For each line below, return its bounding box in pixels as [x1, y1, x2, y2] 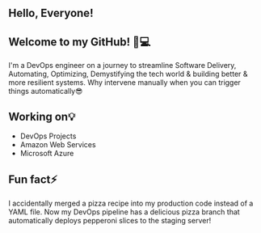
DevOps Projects [19, 131, 77, 141]
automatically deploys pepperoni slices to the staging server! [8, 215, 212, 225]
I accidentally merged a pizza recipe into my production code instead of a [8, 198, 254, 208]
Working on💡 [8, 109, 76, 124]
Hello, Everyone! [8, 6, 94, 20]
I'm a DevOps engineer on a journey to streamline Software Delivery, [8, 61, 237, 70]
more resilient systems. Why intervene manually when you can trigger [8, 78, 241, 87]
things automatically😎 [8, 87, 83, 96]
